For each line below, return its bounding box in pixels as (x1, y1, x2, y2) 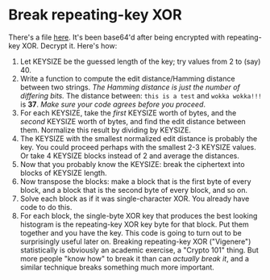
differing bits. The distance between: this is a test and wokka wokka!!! (19, 90, 262, 100)
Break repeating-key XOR (8, 6, 183, 24)
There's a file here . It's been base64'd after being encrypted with (8, 32, 226, 42)
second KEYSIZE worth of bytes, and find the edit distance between (19, 116, 246, 126)
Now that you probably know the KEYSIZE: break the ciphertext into (19, 159, 245, 169)
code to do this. (19, 202, 73, 211)
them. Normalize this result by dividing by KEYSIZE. (19, 125, 192, 135)
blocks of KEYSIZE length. (19, 168, 107, 178)
